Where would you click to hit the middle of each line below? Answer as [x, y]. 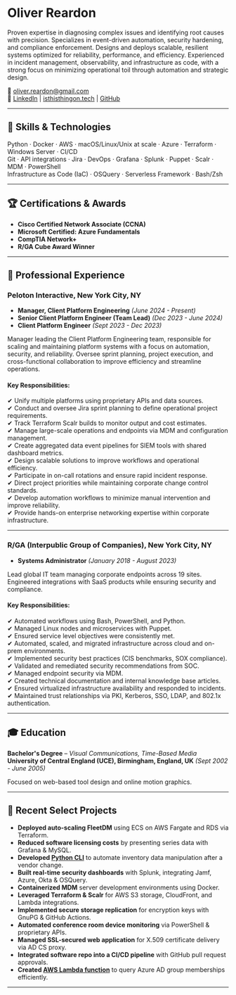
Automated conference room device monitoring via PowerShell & [113, 925]
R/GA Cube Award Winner [56, 246]
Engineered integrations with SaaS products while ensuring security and [112, 581]
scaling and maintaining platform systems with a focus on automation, [109, 347]
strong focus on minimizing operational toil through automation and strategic [118, 70]
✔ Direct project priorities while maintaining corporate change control [108, 483]
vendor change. [40, 865]
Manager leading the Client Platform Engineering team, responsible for [109, 339]
